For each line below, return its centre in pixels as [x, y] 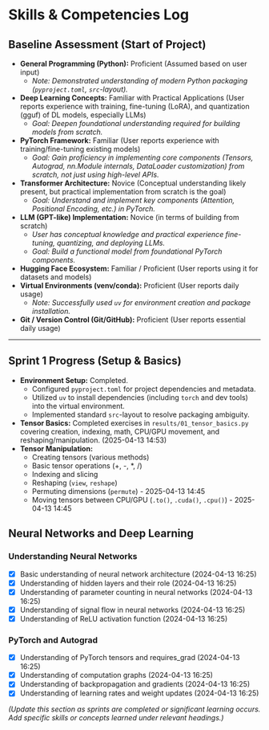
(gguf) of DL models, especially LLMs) [83, 115]
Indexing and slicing [65, 474]
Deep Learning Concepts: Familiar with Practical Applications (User [132, 98]
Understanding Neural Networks [73, 557]
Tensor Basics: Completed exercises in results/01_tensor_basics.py [134, 422]
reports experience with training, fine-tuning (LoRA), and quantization [134, 106]
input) [30, 72]
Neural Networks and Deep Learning [101, 534]
